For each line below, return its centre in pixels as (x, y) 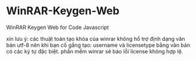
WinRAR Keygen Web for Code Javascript (58, 27)
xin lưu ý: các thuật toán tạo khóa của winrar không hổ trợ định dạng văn (96, 38)
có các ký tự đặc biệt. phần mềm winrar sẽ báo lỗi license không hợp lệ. (95, 51)
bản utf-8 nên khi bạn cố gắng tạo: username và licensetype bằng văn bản (98, 45)
